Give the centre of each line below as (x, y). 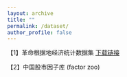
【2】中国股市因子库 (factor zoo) (54, 67)
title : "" (21, 20)
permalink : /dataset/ (38, 26)
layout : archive (30, 13)
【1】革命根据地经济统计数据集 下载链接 (63, 52)
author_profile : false (39, 32)
